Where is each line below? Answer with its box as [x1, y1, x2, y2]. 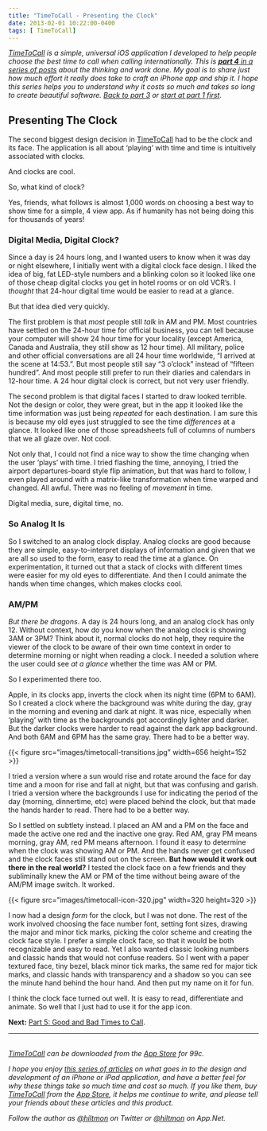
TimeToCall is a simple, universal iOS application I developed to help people [8, 49, 257, 58]
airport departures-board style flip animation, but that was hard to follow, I [8, 466, 251, 476]
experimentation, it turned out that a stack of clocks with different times [8, 562, 243, 571]
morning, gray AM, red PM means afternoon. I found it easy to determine [8, 838, 246, 847]
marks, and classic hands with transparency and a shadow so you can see [8, 970, 252, 979]
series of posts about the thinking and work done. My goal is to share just [8, 65, 250, 75]
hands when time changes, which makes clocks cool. [8, 578, 183, 589]
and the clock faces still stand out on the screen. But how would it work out [8, 854, 257, 864]
